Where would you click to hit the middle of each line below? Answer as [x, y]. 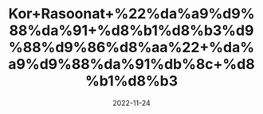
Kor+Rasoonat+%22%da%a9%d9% [131, 14]
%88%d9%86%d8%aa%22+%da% [131, 47]
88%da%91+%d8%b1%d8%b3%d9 [131, 30]
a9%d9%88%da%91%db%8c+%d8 [131, 65]
